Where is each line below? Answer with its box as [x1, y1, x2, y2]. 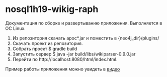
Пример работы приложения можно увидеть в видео [5, 66, 120, 72]
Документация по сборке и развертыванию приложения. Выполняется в [5, 20, 162, 26]
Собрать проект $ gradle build [12, 45, 77, 51]
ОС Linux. [5, 25, 26, 31]
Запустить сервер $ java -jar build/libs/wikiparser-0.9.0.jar [12, 51, 136, 57]
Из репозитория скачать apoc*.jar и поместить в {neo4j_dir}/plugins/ [12, 35, 159, 41]
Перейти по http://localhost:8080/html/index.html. [12, 56, 118, 62]
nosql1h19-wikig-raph [5, 3, 99, 15]
